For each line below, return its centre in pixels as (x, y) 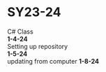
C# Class (20, 31)
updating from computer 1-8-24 (53, 61)
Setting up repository (38, 46)
